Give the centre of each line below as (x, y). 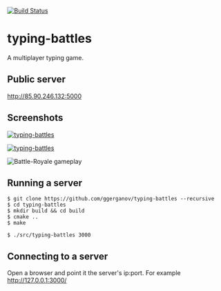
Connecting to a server (58, 256)
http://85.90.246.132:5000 (44, 96)
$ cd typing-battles (37, 205)
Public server (37, 79)
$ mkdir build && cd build (46, 211)
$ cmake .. (23, 217)
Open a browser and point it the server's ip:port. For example (94, 273)
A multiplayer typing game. (46, 57)
